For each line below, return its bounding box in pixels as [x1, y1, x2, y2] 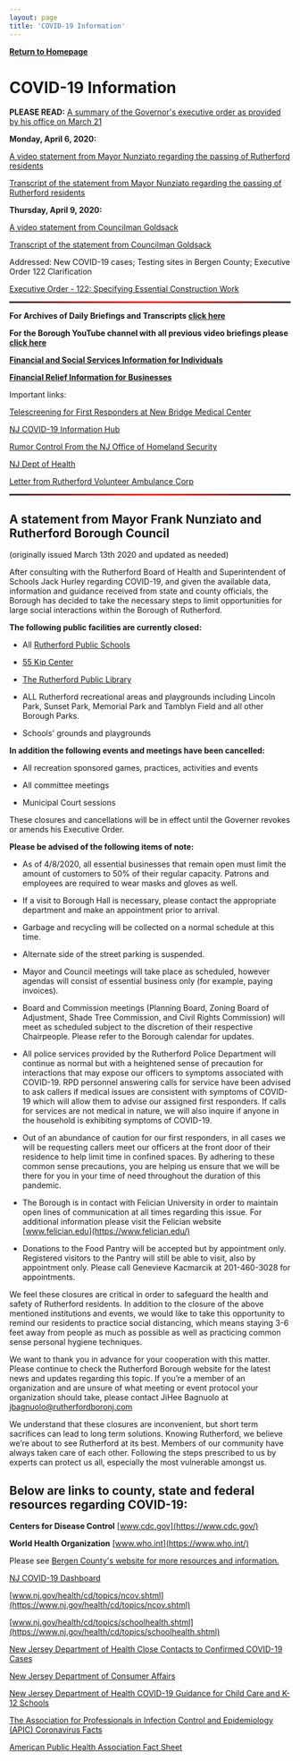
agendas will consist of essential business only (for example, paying [21, 976, 273, 987]
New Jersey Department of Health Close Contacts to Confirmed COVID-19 [9, 1644, 283, 1654]
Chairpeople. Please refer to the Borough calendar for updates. [21, 1031, 254, 1042]
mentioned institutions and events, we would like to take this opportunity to [9, 1308, 286, 1319]
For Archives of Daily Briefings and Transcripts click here [9, 311, 226, 321]
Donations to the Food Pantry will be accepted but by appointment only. [21, 1244, 287, 1254]
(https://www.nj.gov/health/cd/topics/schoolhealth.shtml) [9, 1627, 221, 1637]
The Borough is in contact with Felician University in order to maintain [21, 1197, 279, 1209]
